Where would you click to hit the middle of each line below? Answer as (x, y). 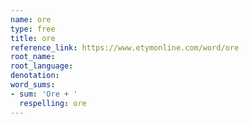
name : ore (31, 19)
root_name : (33, 57)
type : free (33, 29)
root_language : (42, 66)
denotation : (35, 76)
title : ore (33, 38)
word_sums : (33, 85)
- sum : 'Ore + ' (44, 94)
